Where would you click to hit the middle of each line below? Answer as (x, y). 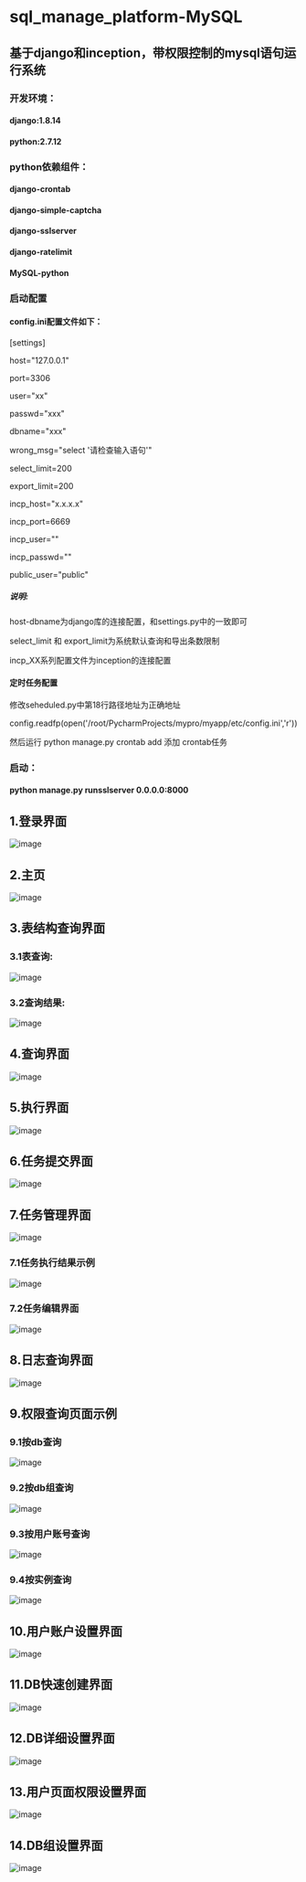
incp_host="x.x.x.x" (47, 504)
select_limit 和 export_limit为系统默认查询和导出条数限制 (115, 641)
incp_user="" (34, 539)
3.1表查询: (31, 957)
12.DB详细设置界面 (63, 1738)
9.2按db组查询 (42, 1488)
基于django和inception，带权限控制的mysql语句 (147, 53)
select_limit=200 (41, 468)
